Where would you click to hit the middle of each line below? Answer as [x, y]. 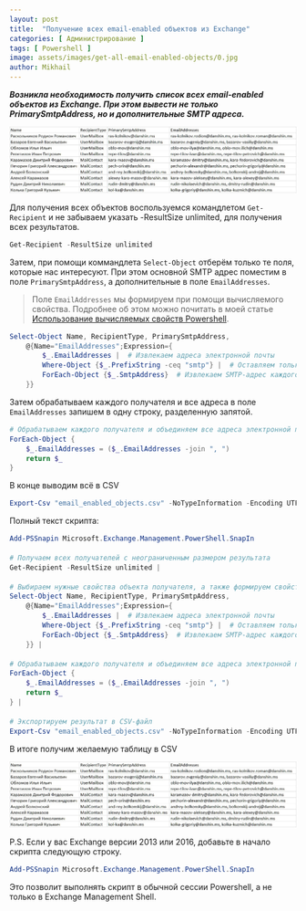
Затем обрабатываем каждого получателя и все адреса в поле [133, 402]
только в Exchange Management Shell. [83, 897]
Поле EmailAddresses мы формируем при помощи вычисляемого [158, 299]
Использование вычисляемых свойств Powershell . [130, 319]
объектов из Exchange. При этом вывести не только [114, 104]
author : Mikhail [40, 68]
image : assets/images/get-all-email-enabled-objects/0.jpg [124, 58]
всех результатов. [45, 226]
